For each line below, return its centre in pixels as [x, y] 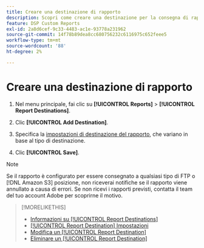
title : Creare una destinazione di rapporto [63, 12]
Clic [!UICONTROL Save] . [47, 152]
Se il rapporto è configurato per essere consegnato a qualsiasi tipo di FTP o [101, 176]
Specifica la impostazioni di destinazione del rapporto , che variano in [101, 134]
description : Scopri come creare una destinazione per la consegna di [97, 18]
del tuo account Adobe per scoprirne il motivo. [65, 195]
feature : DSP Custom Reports [43, 23]
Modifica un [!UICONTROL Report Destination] [88, 232]
